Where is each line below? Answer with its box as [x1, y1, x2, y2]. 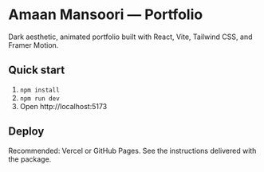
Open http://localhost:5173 [19, 101, 108, 111]
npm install [19, 86, 60, 94]
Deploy [8, 125, 45, 139]
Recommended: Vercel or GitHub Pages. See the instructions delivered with [8, 146, 257, 155]
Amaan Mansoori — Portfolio [8, 6, 203, 24]
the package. [8, 154, 52, 164]
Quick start [8, 64, 65, 77]
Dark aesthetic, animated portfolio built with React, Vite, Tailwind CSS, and [8, 32, 253, 41]
